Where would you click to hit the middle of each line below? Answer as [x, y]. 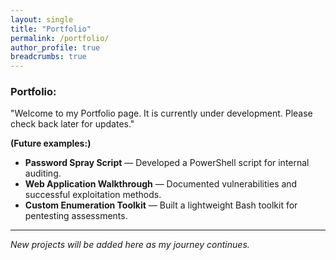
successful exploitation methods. [93, 195]
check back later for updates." [72, 124]
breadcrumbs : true [48, 57]
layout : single [42, 19]
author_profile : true [55, 47]
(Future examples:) [51, 143]
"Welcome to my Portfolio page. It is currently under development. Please [161, 113]
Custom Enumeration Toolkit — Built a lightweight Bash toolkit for [161, 205]
